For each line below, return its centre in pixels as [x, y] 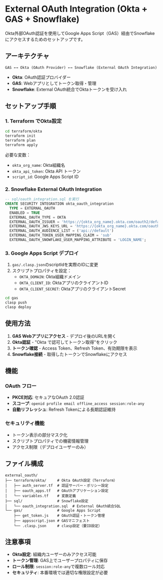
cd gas [12, 298]
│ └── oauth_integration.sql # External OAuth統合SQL [63, 506]
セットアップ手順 [31, 106]
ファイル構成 [24, 464]
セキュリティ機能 [25, 423]
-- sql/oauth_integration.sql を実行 [42, 199]
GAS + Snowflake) [42, 19]
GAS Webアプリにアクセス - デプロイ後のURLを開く [64, 336]
